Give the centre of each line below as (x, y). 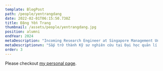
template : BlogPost (25, 9)
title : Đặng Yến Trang (28, 23)
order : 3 (14, 49)
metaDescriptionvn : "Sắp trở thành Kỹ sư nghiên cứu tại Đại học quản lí (81, 45)
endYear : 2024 (19, 36)
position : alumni (23, 32)
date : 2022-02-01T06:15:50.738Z (38, 18)
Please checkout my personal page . (41, 63)
